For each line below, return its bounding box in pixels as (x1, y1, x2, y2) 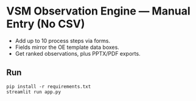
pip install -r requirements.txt (6, 83, 91, 90)
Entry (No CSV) (6, 17, 85, 31)
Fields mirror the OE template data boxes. (15, 44, 120, 51)
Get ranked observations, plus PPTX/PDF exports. (15, 50, 141, 57)
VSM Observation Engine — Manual (6, 4, 191, 18)
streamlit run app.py (6, 89, 61, 95)
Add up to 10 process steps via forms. (15, 37, 111, 44)
